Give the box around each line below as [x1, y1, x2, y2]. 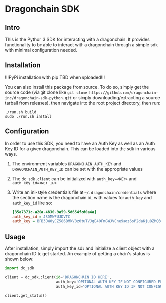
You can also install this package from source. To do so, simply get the [5, 84, 149, 90]
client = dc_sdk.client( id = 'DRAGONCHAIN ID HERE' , [5, 274, 112, 280]
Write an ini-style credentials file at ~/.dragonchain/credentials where [12, 189, 157, 195]
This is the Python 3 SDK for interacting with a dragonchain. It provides [5, 36, 150, 42]
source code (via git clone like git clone [5, 89, 87, 95]
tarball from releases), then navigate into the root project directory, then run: [5, 100, 161, 106]
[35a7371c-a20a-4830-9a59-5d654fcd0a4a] [12, 209, 97, 214]
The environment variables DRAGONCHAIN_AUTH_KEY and [12, 160, 122, 167]
